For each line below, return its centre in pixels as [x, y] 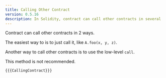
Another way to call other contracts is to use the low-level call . [70, 52]
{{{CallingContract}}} [29, 71]
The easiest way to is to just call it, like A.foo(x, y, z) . [61, 42]
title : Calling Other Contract [38, 10]
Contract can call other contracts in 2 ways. [50, 33]
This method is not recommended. [41, 62]
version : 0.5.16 [22, 14]
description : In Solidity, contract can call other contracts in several [83, 19]
